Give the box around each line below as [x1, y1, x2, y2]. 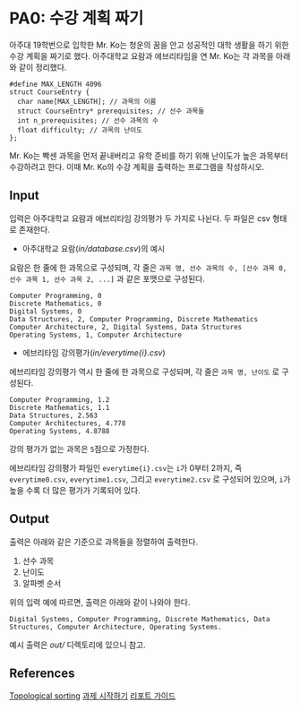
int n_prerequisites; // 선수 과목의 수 [17, 115, 159, 125]
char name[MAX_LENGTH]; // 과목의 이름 [17, 97, 157, 106]
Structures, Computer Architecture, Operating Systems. [9, 622, 222, 631]
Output [9, 511, 49, 526]
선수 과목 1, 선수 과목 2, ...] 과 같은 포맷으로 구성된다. [9, 273, 206, 284]
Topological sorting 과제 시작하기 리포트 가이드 [9, 690, 176, 701]
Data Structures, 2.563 [9, 411, 99, 420]
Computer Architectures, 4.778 [9, 418, 126, 428]
